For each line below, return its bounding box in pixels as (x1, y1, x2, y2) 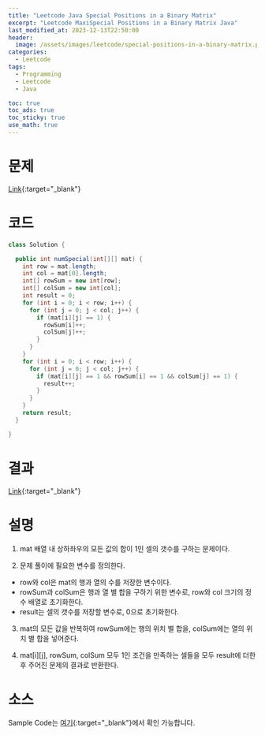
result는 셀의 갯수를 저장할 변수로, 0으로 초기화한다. (19, 606, 180, 616)
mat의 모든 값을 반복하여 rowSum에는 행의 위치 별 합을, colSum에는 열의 (19, 624, 244, 633)
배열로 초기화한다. (28, 597, 84, 606)
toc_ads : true (8, 106, 55, 114)
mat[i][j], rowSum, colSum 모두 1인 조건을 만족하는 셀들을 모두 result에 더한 (19, 650, 256, 659)
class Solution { (8, 241, 65, 248)
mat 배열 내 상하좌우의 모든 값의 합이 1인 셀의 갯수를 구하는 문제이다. (19, 543, 230, 553)
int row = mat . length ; (22, 262, 97, 270)
